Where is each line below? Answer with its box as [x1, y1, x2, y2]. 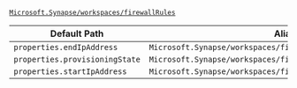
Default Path [49, 27, 104, 40]
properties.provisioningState [13, 55, 141, 64]
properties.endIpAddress [13, 42, 118, 52]
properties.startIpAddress [13, 67, 127, 77]
